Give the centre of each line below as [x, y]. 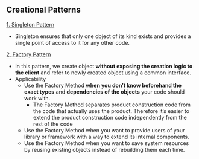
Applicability [30, 79]
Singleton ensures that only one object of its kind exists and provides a [103, 36]
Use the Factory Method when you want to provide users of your [104, 130]
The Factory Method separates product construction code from [112, 105]
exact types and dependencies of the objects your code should [104, 92]
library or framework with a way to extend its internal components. [107, 137]
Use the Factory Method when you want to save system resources [106, 143]
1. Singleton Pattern [30, 24]
